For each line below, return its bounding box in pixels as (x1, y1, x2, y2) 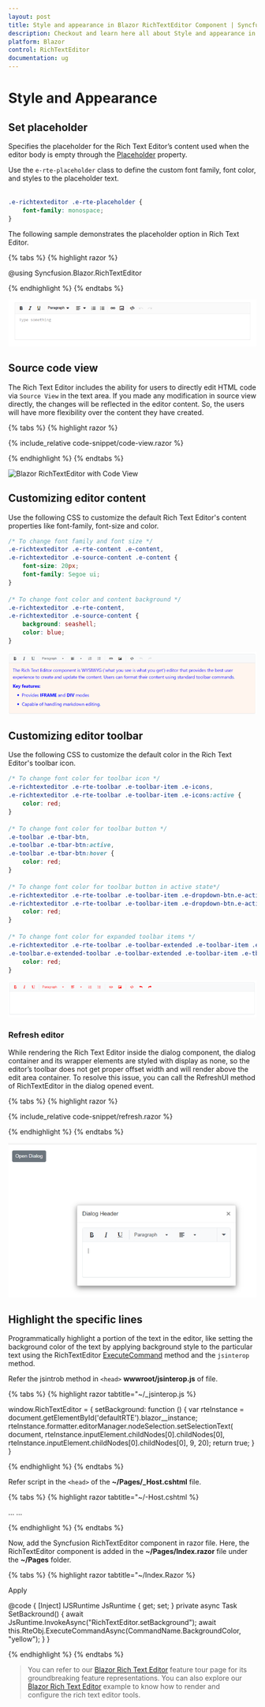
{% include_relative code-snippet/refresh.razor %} (8, 1111, 174, 1121)
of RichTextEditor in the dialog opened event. (8, 1081, 155, 1090)
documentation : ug (8, 54, 69, 62)
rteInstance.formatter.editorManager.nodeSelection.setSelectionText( (8, 1421, 233, 1431)
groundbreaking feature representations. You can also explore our (27, 1673, 242, 1683)
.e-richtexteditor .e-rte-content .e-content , (8, 545, 164, 554)
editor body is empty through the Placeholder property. (8, 150, 188, 159)
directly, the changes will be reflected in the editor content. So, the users (8, 399, 244, 409)
